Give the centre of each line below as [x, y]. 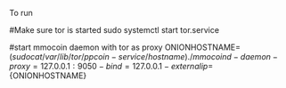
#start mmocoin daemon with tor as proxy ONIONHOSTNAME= [125, 47]
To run [21, 13]
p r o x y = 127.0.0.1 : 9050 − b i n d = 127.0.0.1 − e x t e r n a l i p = [111, 66]
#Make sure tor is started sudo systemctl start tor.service [114, 30]
